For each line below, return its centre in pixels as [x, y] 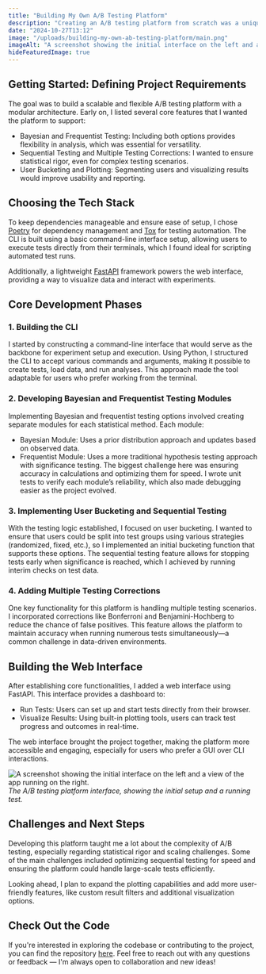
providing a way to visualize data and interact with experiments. [112, 279]
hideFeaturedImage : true [49, 52]
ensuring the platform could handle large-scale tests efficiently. [112, 869]
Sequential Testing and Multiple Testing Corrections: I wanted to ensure [136, 152]
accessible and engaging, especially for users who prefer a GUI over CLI [126, 750]
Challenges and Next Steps [76, 824]
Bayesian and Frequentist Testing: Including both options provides [127, 136]
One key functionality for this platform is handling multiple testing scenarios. [133, 608]
